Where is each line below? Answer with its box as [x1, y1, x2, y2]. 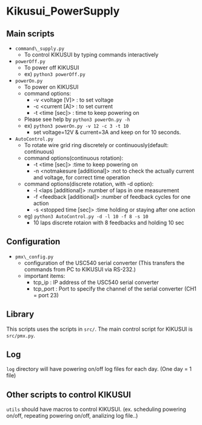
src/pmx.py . [6, 331, 35, 339]
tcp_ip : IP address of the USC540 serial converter [33, 278, 160, 286]
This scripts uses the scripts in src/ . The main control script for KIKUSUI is [6, 325, 193, 333]
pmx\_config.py [15, 254, 54, 260]
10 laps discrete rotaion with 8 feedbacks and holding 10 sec [33, 219, 185, 226]
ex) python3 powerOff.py [24, 71, 86, 77]
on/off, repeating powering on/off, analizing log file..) [6, 412, 138, 420]
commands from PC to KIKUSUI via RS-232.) [24, 266, 136, 273]
